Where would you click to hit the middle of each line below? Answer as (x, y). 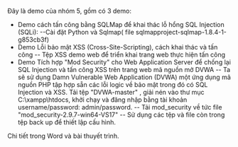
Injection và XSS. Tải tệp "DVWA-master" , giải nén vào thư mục (111, 92)
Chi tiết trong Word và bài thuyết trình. (63, 136)
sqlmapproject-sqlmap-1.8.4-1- (182, 32)
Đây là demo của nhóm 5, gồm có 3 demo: (69, 11)
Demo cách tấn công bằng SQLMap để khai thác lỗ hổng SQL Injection (121, 24)
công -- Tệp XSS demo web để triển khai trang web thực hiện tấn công (121, 54)
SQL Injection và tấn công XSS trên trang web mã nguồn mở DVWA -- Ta (124, 70)
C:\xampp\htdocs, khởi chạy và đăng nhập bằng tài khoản (102, 100)
